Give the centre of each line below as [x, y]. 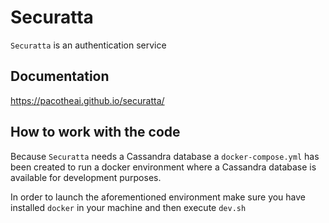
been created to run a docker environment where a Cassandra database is [163, 167]
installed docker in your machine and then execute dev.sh [128, 207]
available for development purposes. [86, 177]
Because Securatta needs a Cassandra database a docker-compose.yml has [165, 156]
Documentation [60, 76]
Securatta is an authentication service [88, 45]
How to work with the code [95, 132]
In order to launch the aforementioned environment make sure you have [158, 197]
